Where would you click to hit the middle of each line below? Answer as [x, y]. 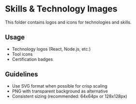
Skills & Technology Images [61, 9]
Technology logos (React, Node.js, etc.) [51, 49]
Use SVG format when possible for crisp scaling [60, 86]
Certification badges [32, 59]
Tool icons [22, 54]
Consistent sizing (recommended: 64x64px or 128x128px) [69, 96]
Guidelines [21, 74]
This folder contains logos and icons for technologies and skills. [68, 22]
